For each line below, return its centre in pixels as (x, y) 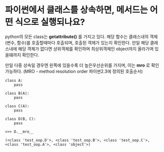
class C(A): (17, 106)
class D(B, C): (21, 119)
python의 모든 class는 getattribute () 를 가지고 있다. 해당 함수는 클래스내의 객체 (82, 37)
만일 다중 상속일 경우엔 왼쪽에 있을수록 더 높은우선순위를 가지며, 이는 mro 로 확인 (82, 65)
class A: (14, 80)
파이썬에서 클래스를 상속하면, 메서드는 (77, 10)
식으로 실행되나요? (50, 22)
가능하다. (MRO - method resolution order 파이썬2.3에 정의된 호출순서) (74, 71)
